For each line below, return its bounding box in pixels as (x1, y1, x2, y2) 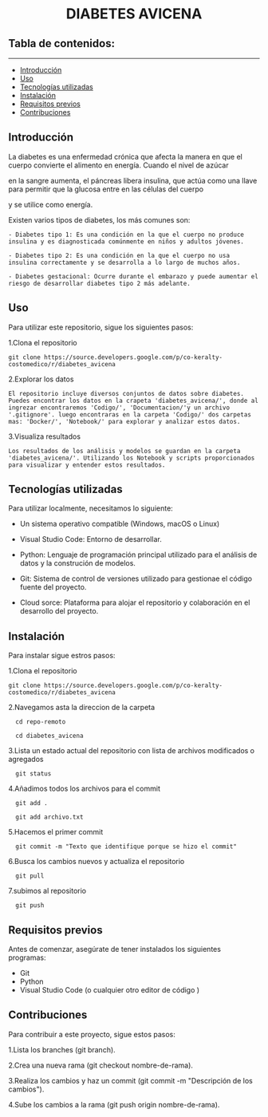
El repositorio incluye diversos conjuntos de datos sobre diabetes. (8, 389, 245, 397)
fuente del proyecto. (19, 582, 87, 592)
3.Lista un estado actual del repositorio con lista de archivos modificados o (8, 746, 255, 756)
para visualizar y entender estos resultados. (8, 460, 166, 469)
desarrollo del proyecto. (19, 606, 99, 616)
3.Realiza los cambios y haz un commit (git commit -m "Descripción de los (8, 1076, 253, 1085)
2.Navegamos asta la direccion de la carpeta (8, 703, 156, 712)
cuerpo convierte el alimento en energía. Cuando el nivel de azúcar (8, 160, 229, 170)
